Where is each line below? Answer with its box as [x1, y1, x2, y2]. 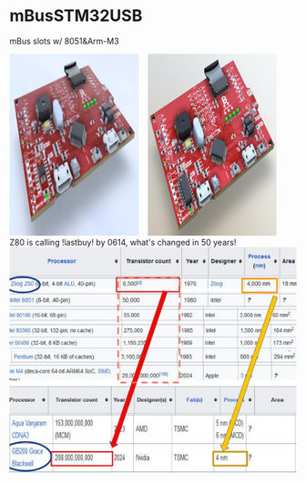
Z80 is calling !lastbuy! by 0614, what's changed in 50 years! [9, 236, 237, 247]
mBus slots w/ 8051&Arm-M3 [9, 35, 120, 46]
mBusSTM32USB [9, 5, 143, 26]
